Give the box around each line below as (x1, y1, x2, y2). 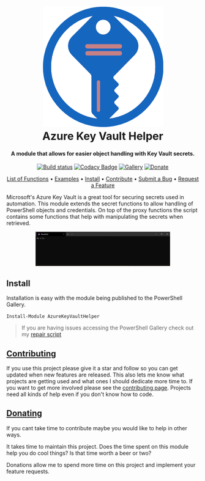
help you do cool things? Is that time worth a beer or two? (6, 449, 152, 457)
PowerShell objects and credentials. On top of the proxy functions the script (6, 207, 198, 214)
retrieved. (6, 219, 31, 227)
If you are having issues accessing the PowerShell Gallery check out (21, 324, 194, 332)
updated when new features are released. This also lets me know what (6, 371, 185, 378)
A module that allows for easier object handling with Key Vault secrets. (10, 150, 195, 157)
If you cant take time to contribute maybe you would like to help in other (6, 424, 188, 431)
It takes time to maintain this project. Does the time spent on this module (6, 442, 188, 450)
